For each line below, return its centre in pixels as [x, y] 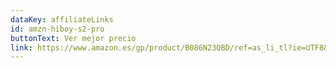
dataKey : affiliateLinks [62, 19]
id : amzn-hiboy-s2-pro [57, 29]
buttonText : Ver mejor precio [73, 38]
